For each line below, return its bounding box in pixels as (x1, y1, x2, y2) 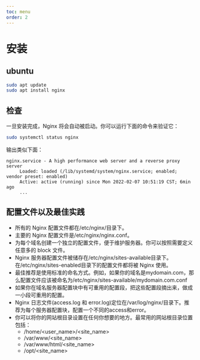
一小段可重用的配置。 (14, 291, 67, 298)
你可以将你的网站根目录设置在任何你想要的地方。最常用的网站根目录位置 (14, 313, 193, 321)
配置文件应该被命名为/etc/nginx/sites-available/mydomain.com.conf (20, 276, 188, 283)
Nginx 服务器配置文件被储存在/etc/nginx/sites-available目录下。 (14, 254, 172, 261)
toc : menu (6, 8, 31, 15)
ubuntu (6, 66, 34, 77)
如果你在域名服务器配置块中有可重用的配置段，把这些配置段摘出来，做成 (14, 283, 193, 291)
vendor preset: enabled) (6, 173, 68, 179)
